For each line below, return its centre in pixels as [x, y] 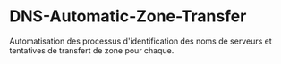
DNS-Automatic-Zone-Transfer [128, 16]
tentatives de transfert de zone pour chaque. [92, 50]
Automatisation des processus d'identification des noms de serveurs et [140, 41]
